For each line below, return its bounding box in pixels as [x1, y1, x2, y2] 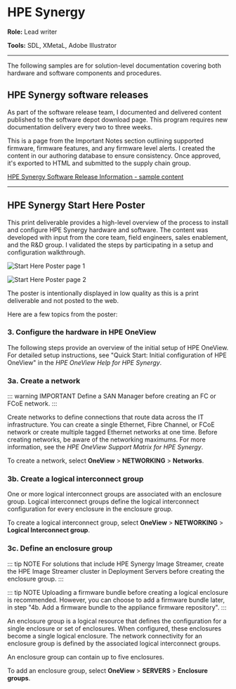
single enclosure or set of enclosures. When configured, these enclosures [7, 624, 222, 633]
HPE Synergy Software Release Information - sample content [7, 172, 184, 181]
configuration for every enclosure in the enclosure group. [7, 505, 173, 513]
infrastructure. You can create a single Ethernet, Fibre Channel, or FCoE [7, 420, 216, 429]
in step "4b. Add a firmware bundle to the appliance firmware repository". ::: [7, 603, 227, 612]
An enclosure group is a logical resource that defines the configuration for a [7, 617, 227, 625]
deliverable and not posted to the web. [7, 296, 119, 304]
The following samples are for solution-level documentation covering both [7, 61, 221, 70]
